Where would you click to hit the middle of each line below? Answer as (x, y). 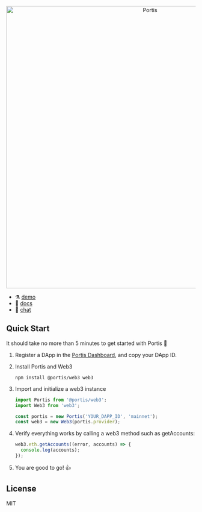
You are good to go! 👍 (43, 467)
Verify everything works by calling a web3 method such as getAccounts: (105, 434)
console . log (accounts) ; (50, 450)
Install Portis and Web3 (44, 366)
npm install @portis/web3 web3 (54, 378)
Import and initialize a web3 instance (60, 388)
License (21, 489)
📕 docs (24, 303)
